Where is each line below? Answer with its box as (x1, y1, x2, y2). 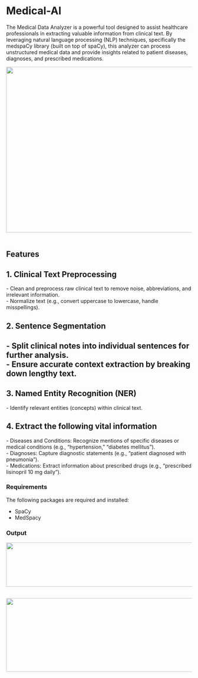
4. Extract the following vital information (6, 422, 157, 432)
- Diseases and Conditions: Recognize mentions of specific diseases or (6, 437, 180, 444)
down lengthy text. (6, 368, 77, 379)
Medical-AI (6, 4, 62, 18)
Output (6, 529, 27, 537)
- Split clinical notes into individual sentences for (6, 341, 190, 351)
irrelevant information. (6, 291, 60, 298)
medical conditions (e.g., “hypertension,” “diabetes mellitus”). (6, 443, 156, 450)
